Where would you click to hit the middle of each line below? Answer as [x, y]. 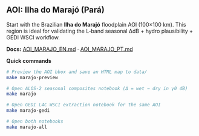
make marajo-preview [32, 77]
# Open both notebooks [35, 121]
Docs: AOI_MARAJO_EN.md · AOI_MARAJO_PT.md [70, 49]
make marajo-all [27, 127]
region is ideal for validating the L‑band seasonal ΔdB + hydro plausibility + [100, 31]
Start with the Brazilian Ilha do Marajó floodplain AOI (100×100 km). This [96, 24]
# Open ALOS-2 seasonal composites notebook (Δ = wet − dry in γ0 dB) [97, 88]
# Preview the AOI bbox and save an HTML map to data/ [77, 72]
